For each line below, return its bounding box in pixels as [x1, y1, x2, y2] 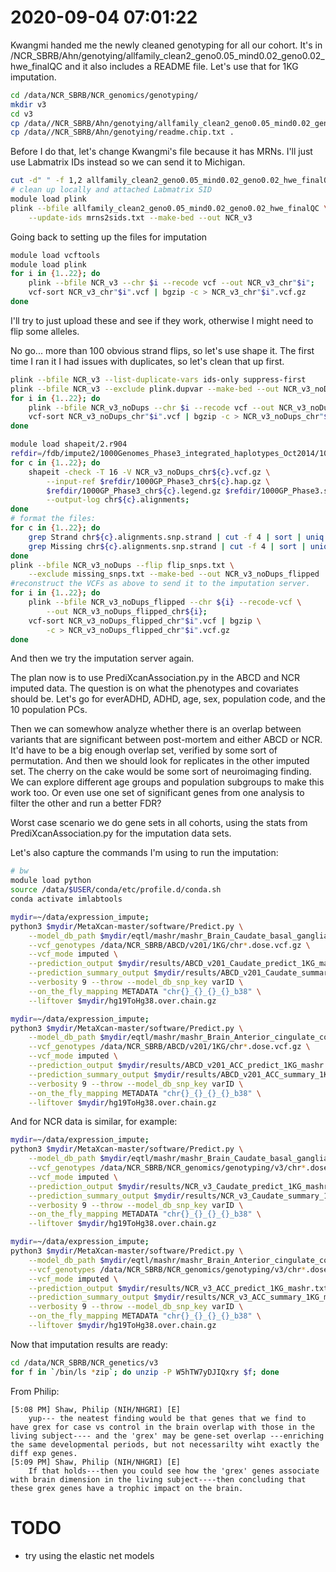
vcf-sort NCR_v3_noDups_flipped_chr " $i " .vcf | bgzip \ [28, 616, 262, 626]
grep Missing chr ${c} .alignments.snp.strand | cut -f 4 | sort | [28, 541, 307, 551]
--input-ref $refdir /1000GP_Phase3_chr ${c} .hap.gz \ [46, 476, 271, 486]
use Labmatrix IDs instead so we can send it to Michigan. [10, 156, 246, 168]
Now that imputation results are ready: [10, 1338, 168, 1350]
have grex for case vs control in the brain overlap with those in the [10, 1422, 315, 1432]
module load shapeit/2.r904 [10, 439, 128, 450]
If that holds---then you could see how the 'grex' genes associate [28, 1466, 320, 1476]
